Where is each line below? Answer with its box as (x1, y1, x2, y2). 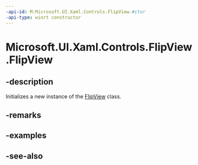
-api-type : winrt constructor (5, 14, 82, 20)
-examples (5, 130, 47, 141)
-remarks (5, 110, 41, 120)
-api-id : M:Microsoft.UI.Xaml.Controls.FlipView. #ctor (5, 8, 146, 15)
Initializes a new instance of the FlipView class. (5, 92, 122, 100)
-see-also (5, 151, 43, 161)
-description (5, 77, 53, 87)
